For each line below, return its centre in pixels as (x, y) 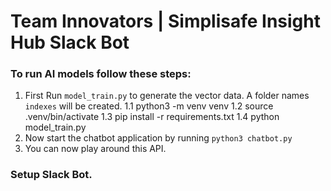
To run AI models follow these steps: (101, 74)
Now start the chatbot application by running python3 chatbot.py (158, 138)
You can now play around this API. (95, 149)
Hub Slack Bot (70, 42)
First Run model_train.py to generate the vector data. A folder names (167, 96)
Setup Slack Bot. (51, 175)
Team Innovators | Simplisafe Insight (165, 21)
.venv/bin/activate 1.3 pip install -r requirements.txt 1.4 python (152, 117)
